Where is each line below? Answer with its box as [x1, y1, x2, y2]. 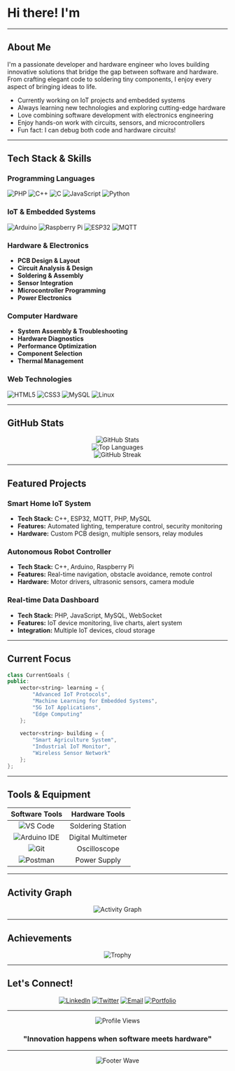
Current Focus [7, 653, 71, 665]
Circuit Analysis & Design [17, 264, 93, 273]
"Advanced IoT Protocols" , [32, 691, 111, 698]
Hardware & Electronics [7, 240, 89, 250]
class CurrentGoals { [7, 671, 71, 678]
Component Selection [17, 349, 83, 358]
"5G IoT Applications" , [32, 704, 101, 711]
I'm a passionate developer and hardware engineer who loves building [7, 60, 210, 68]
